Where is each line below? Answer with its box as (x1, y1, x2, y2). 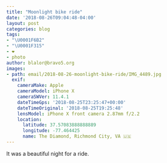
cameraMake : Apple (17, 83, 64, 89)
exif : (12, 77, 26, 83)
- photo (6, 54, 26, 60)
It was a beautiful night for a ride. (6, 150, 89, 157)
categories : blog (6, 26, 50, 32)
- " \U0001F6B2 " (6, 37, 45, 43)
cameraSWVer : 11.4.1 (17, 94, 69, 100)
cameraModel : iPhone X (17, 88, 75, 94)
